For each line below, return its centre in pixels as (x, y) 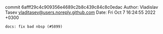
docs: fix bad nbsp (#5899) (34, 27)
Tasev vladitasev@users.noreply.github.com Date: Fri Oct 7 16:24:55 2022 (81, 12)
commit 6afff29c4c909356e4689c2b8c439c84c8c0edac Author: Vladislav (82, 7)
